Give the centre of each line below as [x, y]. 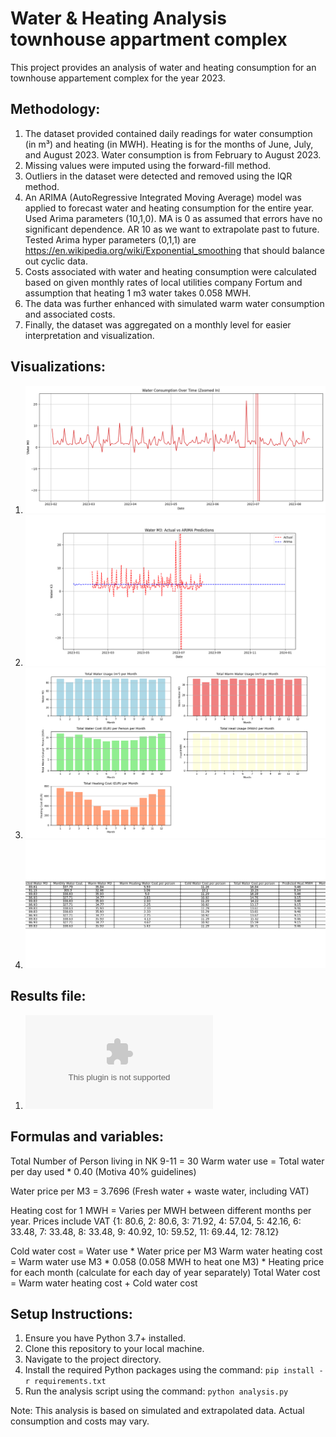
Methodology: [55, 109]
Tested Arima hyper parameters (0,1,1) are [110, 239]
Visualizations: [58, 367]
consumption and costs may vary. [80, 1421]
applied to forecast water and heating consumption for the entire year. [169, 208]
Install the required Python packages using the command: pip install [169, 1370]
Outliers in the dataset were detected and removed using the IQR [158, 176]
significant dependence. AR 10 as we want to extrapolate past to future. [172, 229]
